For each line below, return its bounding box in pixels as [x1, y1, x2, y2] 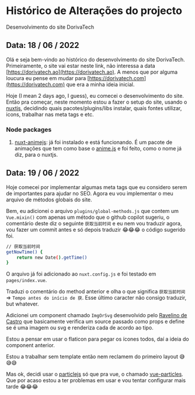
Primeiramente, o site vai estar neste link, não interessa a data [6, 62, 156, 69]
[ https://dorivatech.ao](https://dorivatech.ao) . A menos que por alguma [6, 68, 178, 75]
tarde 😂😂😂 [6, 383, 39, 390]
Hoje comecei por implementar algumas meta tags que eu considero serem [6, 183, 187, 191]
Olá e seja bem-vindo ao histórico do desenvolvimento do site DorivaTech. [6, 56, 185, 63]
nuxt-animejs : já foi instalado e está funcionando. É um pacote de [14, 139, 173, 146]
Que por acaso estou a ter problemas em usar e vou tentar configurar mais [6, 377, 186, 384]
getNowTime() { [6, 249, 43, 255]
